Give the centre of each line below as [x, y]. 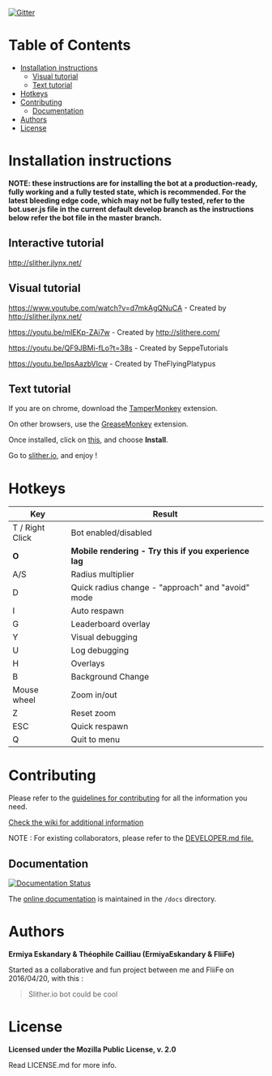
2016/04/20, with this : [46, 978]
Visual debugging [104, 637]
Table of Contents [70, 45]
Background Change [110, 677]
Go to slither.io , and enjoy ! [53, 456]
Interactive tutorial [56, 243]
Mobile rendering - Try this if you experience [160, 551]
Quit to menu [95, 739]
